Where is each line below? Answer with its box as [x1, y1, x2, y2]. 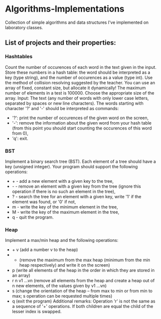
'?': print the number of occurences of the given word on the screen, [12, 115, 149, 121]
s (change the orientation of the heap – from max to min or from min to [12, 288, 153, 294]
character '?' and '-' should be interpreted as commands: [5, 105, 119, 111]
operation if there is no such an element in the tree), [12, 188, 116, 194]
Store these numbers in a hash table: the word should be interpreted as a [5, 69, 151, 75]
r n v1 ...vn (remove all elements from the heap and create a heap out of [12, 278, 155, 284]
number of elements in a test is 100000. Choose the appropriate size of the [5, 90, 155, 96]
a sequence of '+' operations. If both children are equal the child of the [12, 303, 153, 309]
